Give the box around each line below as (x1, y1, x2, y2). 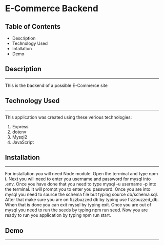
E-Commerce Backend (5, 3, 99, 14)
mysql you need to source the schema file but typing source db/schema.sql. (5, 191, 159, 198)
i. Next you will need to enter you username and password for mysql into (5, 176, 151, 182)
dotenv (12, 129, 27, 135)
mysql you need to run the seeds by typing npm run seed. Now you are (5, 207, 148, 213)
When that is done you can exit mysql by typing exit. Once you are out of (5, 202, 151, 208)
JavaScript (12, 139, 34, 145)
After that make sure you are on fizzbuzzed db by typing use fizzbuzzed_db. (5, 197, 159, 203)
